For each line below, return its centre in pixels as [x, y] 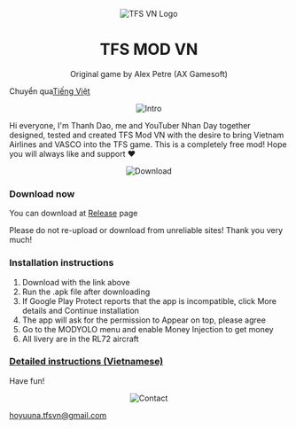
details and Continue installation [81, 310]
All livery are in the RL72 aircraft [80, 339]
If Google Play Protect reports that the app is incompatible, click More [149, 300]
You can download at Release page [74, 214]
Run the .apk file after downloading [86, 292]
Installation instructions [62, 263]
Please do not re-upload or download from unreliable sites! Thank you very [146, 230]
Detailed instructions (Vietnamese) [86, 362]
